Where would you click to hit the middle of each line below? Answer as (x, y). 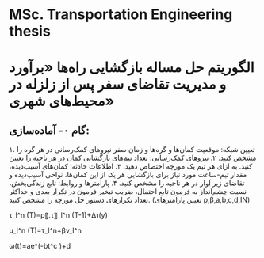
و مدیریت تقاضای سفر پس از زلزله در (118, 84)
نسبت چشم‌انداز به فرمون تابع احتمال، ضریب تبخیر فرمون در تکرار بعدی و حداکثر (128, 192)
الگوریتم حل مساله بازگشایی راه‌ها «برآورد (132, 68)
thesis (30, 31)
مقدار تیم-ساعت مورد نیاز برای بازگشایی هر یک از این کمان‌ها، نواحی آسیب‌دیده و (128, 175)
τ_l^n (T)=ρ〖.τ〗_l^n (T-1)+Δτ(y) (58, 215)
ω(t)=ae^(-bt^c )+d (40, 246)
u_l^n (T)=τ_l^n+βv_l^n (46, 230)
